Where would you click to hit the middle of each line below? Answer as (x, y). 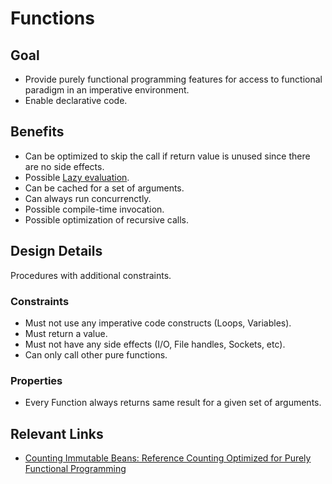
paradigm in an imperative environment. (107, 90)
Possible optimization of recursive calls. (106, 219)
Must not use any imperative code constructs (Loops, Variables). (158, 323)
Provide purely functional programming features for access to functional (173, 79)
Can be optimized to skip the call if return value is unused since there (167, 156)
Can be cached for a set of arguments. (104, 188)
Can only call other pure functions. (96, 354)
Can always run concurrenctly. (88, 198)
